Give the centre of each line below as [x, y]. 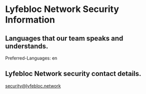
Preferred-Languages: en [31, 58]
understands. [27, 46]
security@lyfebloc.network [33, 85]
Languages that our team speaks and [64, 38]
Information [30, 20]
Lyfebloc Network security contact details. [73, 74]
